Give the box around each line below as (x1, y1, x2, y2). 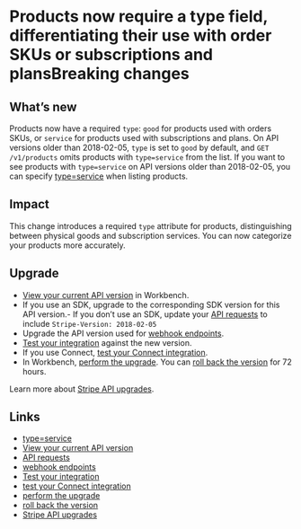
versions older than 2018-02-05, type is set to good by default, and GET (9, 142, 270, 153)
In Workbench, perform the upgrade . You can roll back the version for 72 (22, 357, 292, 367)
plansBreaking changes (9, 64, 190, 84)
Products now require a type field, (9, 6, 268, 27)
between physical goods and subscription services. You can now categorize (9, 230, 292, 241)
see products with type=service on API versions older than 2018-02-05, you (9, 162, 291, 172)
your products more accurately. (9, 240, 126, 251)
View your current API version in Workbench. (22, 289, 190, 300)
